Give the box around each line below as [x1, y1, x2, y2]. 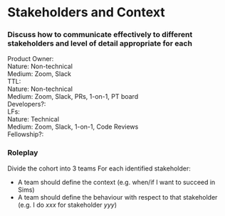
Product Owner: [7, 55, 54, 63]
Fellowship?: [7, 130, 44, 139]
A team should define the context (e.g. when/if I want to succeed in [17, 178, 216, 186]
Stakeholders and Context [7, 4, 165, 21]
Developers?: [7, 100, 46, 109]
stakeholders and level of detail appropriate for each [7, 38, 192, 48]
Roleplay [7, 148, 38, 158]
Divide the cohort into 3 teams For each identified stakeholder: [7, 164, 191, 173]
